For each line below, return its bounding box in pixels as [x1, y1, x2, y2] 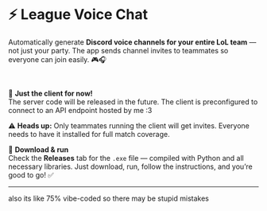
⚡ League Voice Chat [8, 6, 149, 24]
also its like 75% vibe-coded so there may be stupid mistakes [8, 193, 209, 203]
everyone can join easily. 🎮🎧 [8, 54, 107, 64]
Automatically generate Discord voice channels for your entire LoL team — [8, 37, 257, 47]
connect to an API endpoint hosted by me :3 [8, 105, 153, 115]
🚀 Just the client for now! [8, 88, 93, 98]
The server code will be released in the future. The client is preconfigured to [8, 96, 258, 107]
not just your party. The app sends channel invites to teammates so [8, 45, 229, 55]
